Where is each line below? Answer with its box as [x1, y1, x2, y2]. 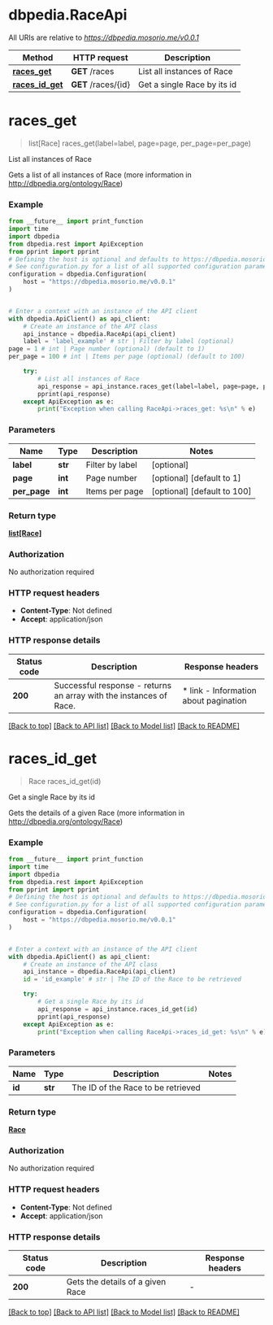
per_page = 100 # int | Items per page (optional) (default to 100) [8, 352, 245, 361]
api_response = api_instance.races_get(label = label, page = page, [37, 382, 260, 390]
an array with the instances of [54, 690, 168, 701]
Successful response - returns [54, 679, 172, 691]
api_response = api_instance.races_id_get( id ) [37, 1005, 198, 1013]
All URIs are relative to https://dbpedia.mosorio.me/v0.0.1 [8, 33, 199, 42]
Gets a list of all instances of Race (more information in [8, 169, 193, 180]
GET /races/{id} [71, 79, 131, 90]
